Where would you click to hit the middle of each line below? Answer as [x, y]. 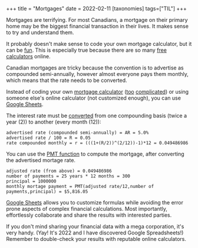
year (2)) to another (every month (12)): [54, 122]
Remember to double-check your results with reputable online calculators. [96, 239]
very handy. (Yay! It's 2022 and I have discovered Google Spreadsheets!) [95, 233]
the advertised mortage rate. [41, 160]
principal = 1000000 [32, 181]
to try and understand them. [40, 32]
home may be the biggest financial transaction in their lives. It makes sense [97, 26]
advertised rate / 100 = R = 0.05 [49, 138]
